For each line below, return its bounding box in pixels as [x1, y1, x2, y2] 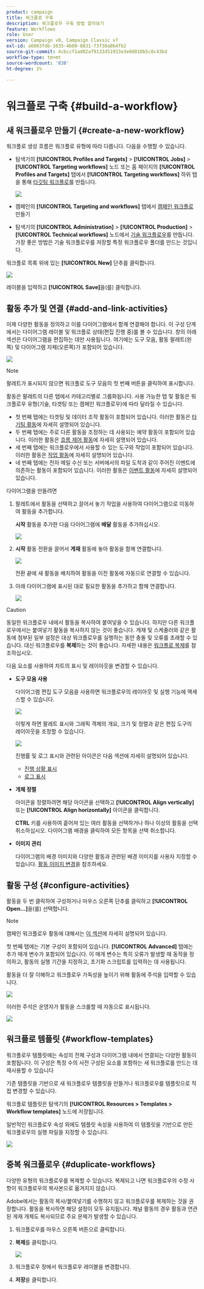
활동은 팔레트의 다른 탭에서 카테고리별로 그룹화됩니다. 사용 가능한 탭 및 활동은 [6, 393, 190, 400]
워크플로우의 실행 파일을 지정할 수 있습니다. [6, 1128, 109, 1135]
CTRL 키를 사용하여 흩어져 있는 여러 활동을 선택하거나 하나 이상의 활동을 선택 [15, 819, 199, 827]
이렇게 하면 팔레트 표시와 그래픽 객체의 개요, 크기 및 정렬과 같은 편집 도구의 [15, 720, 192, 728]
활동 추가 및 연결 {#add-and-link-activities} [6, 303, 169, 314]
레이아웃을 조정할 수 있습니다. [15, 728, 86, 735]
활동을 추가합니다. [21, 508, 65, 515]
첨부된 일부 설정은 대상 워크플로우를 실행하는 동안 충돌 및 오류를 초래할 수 [17, 634, 192, 641]
